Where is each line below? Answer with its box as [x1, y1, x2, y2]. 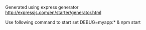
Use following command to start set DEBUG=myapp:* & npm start [5, 19, 141, 25]
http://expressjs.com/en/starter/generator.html [5, 9, 102, 15]
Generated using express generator [5, 4, 79, 10]
